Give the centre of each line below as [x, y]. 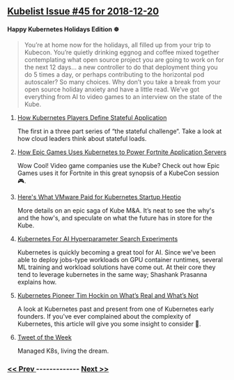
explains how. [37, 282]
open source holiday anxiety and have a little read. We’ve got [112, 89]
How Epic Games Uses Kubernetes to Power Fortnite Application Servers [122, 152]
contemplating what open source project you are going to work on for [124, 59]
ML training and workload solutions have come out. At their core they [116, 267]
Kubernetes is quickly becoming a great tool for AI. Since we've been [116, 252]
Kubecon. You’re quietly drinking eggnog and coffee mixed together [122, 52]
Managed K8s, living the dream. [63, 351]
